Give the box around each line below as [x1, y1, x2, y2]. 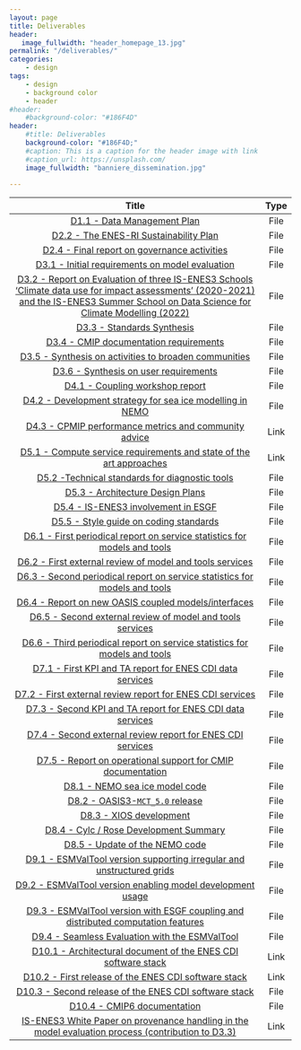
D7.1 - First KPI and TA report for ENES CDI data [32, 662, 238, 675]
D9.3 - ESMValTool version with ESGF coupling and [26, 905, 245, 917]
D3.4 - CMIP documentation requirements [46, 336, 225, 348]
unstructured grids [95, 864, 175, 877]
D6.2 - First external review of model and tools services [17, 556, 254, 568]
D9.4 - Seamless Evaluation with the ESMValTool [31, 931, 239, 943]
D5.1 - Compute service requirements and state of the [20, 446, 251, 459]
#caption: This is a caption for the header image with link [25, 146, 258, 155]
